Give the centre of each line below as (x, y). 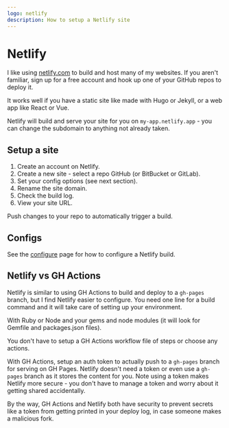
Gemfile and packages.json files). (54, 327)
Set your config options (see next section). (77, 181)
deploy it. (20, 87)
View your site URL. (45, 203)
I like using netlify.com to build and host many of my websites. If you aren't (113, 73)
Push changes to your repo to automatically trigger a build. (90, 216)
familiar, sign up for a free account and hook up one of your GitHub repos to (114, 80)
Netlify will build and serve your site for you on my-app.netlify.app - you (110, 121)
